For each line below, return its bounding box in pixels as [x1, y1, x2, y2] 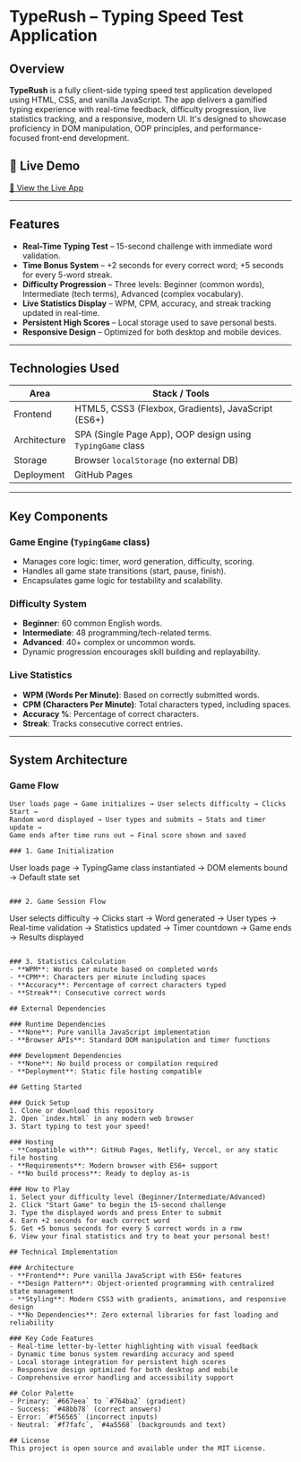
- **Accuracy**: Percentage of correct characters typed [9, 981, 227, 990]
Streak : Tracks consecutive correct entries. [21, 718, 184, 729]
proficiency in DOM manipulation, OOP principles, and [9, 123, 209, 134]
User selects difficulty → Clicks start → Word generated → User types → [9, 913, 278, 924]
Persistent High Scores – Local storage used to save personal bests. [21, 317, 278, 328]
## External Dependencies [9, 1004, 106, 1013]
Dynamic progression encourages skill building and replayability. [21, 646, 261, 657]
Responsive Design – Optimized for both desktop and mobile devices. [21, 326, 282, 337]
